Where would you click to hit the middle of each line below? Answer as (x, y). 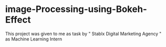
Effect (18, 20)
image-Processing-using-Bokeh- (76, 9)
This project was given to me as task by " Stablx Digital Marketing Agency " (84, 33)
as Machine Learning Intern (34, 39)
